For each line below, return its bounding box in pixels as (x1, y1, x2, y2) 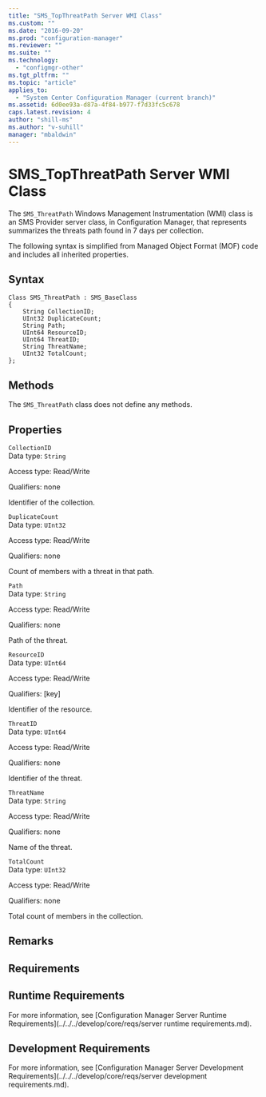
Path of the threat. (8, 636, 68, 644)
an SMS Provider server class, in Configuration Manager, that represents (8, 217, 248, 226)
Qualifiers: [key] (8, 689, 62, 698)
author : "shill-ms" (8, 116, 73, 124)
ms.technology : (8, 57, 59, 65)
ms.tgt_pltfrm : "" (8, 71, 69, 79)
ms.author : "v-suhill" (8, 123, 84, 131)
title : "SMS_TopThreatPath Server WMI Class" (8, 11, 162, 20)
